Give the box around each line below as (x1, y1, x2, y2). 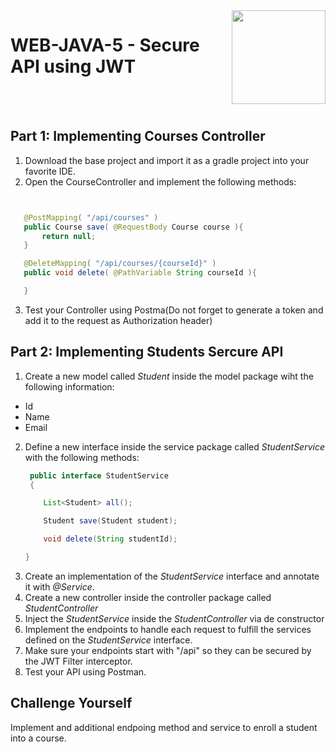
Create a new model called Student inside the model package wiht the (24, 370, 314, 382)
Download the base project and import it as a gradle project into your (24, 154, 310, 166)
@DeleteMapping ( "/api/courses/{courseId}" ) (23, 259, 217, 269)
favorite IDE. (24, 165, 77, 177)
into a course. (10, 732, 67, 744)
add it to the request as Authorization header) (24, 314, 213, 326)
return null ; (41, 231, 97, 241)
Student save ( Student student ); (43, 516, 178, 526)
